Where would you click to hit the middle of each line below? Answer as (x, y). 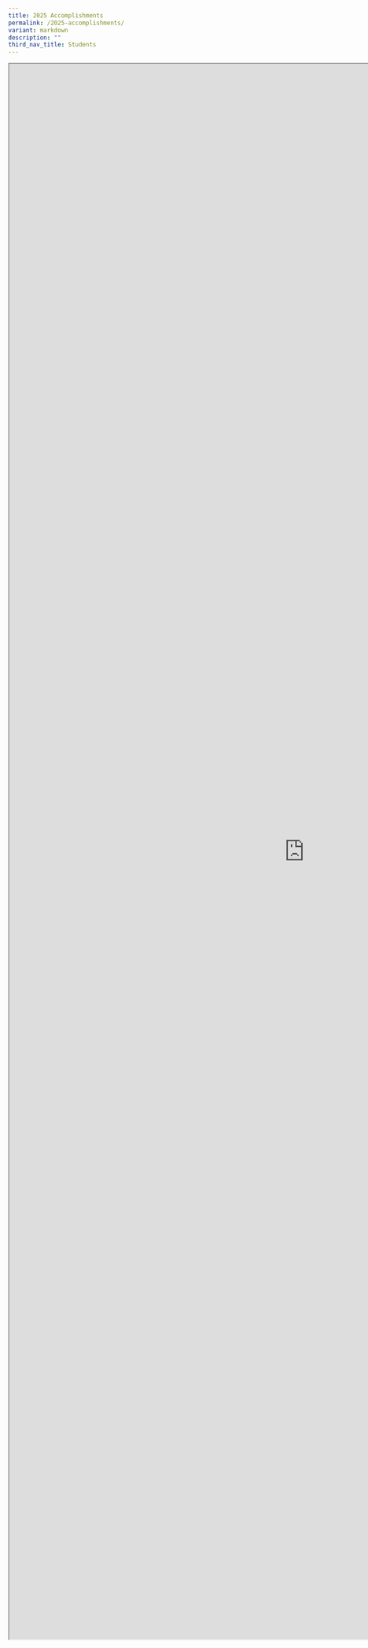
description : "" (35, 37)
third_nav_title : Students (52, 45)
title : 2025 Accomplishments (56, 15)
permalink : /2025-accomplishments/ (66, 23)
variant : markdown (38, 30)
